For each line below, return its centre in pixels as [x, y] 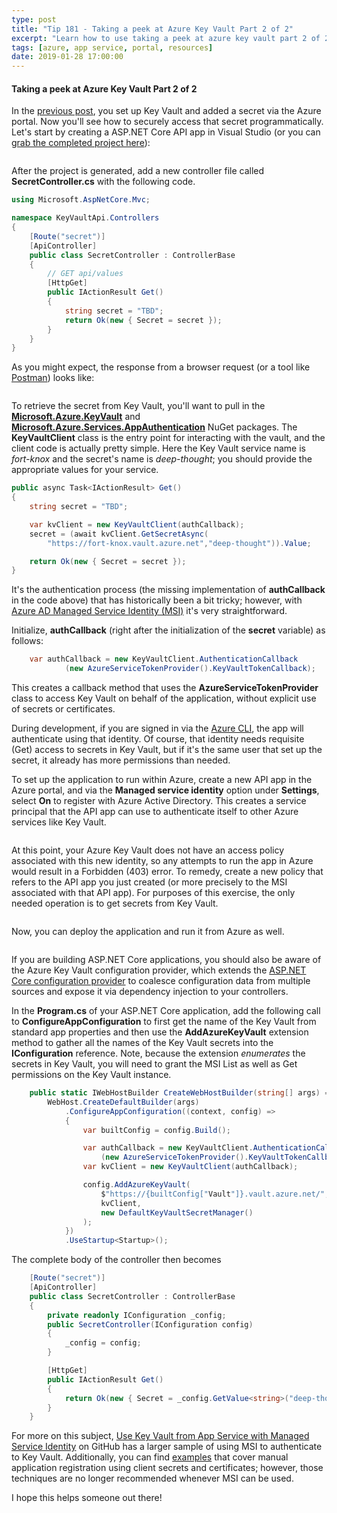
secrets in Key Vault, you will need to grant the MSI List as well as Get [154, 1064]
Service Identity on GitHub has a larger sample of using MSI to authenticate [167, 1447]
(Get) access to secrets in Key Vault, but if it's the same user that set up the [167, 750]
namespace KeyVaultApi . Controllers [85, 218]
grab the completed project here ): [81, 143]
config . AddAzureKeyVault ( [136, 1185]
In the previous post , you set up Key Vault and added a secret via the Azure [166, 111]
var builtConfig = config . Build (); [156, 1130]
